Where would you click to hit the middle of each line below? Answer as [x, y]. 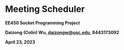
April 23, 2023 [20, 42]
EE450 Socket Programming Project [43, 23]
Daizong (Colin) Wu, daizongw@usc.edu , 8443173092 [62, 32]
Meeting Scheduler [45, 9]
